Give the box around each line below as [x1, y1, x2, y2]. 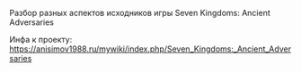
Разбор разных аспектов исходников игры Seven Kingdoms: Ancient [9, 8, 271, 18]
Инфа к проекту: [9, 35, 73, 44]
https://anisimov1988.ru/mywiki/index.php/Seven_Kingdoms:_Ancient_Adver [9, 44, 292, 54]
